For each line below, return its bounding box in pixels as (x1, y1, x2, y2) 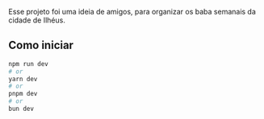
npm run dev (8, 59, 48, 68)
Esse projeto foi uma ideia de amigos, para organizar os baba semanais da (8, 7, 257, 16)
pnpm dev (8, 90, 38, 98)
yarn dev (8, 75, 38, 83)
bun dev (8, 105, 35, 113)
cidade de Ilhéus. (8, 15, 66, 25)
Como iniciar (8, 39, 74, 52)
